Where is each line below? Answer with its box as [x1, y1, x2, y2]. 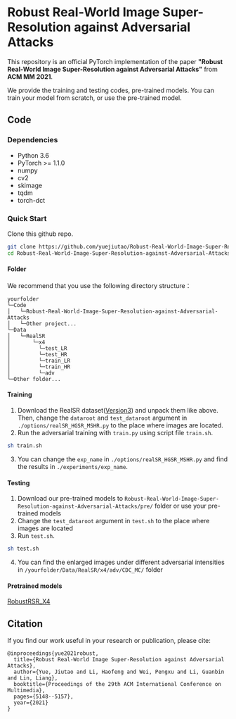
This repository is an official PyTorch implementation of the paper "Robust [7, 57, 223, 65]
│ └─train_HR [7, 363, 71, 370]
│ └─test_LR [7, 344, 68, 352]
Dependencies [7, 135, 58, 145]
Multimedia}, [7, 687, 46, 694]
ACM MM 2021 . [7, 72, 53, 81]
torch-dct [17, 196, 46, 204]
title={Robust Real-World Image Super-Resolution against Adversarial [13, 656, 225, 663]
